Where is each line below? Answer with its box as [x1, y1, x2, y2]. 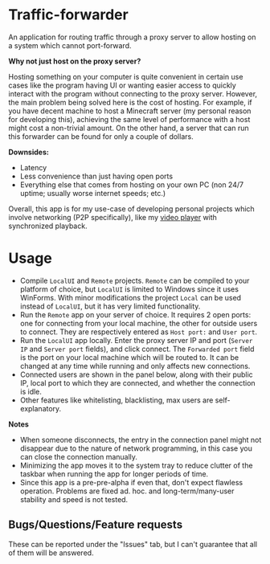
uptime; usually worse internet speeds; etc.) [19, 188, 166, 198]
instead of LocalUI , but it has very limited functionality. [19, 301, 201, 311]
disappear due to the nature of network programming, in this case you [19, 443, 253, 453]
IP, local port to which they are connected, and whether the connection [19, 378, 256, 387]
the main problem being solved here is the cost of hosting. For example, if [8, 97, 252, 107]
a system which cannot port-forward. [8, 40, 132, 50]
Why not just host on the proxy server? [8, 56, 141, 66]
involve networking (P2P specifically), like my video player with [8, 212, 217, 222]
